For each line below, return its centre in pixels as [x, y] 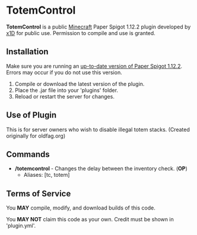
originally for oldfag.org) [36, 136]
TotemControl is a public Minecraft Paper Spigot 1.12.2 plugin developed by [99, 27]
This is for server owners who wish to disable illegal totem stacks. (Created [98, 129]
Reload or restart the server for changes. [64, 96]
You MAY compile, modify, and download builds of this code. [81, 208]
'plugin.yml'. [21, 226]
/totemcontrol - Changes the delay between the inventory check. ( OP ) [101, 169]
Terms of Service [39, 193]
